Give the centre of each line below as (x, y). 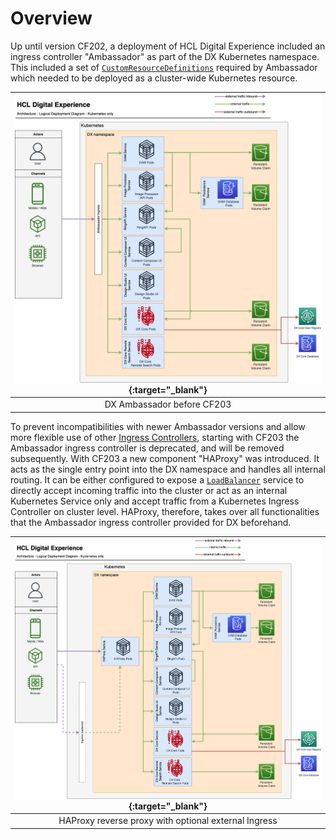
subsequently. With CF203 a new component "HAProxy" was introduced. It (165, 458)
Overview (51, 18)
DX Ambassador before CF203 (168, 404)
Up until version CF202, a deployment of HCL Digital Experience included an (168, 46)
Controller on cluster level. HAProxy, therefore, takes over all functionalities (165, 511)
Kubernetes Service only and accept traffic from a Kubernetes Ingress (155, 501)
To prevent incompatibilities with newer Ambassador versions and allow (158, 426)
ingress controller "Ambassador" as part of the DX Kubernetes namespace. (165, 56)
